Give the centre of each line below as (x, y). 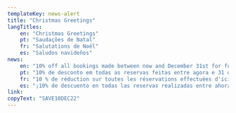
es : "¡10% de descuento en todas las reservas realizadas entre (116, 86)
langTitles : (25, 27)
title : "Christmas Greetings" (52, 20)
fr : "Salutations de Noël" (59, 46)
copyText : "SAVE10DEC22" (44, 99)
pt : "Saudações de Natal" (58, 40)
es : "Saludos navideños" (56, 53)
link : (15, 92)
